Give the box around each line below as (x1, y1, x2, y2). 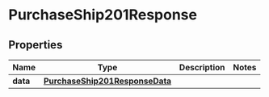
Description (179, 62, 225, 73)
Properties (8, 38, 63, 52)
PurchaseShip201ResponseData (43, 75, 172, 86)
